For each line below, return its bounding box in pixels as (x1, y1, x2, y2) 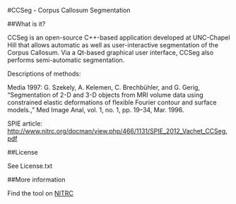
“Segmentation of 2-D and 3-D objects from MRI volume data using (7, 91, 203, 99)
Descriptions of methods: (7, 70, 81, 78)
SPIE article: (7, 119, 42, 128)
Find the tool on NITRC (7, 189, 74, 197)
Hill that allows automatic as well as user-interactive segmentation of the (7, 41, 219, 49)
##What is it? (7, 20, 46, 28)
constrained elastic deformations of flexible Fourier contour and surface (7, 98, 217, 107)
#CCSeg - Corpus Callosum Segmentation (7, 6, 131, 14)
